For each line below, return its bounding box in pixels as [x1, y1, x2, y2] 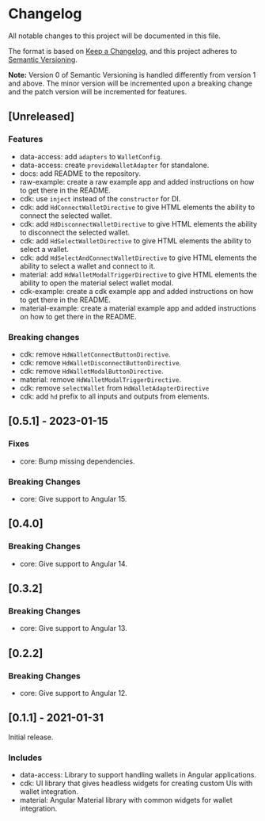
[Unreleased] [8, 110, 75, 124]
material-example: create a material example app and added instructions [19, 303, 257, 313]
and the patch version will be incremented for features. [8, 86, 187, 96]
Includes [8, 752, 43, 763]
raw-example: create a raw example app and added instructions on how [19, 177, 255, 186]
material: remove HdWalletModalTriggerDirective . [19, 374, 182, 384]
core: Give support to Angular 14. [19, 559, 128, 568]
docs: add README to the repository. [19, 168, 141, 178]
